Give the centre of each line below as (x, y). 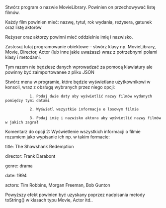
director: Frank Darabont (30, 156)
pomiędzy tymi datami (28, 101)
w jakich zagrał (22, 122)
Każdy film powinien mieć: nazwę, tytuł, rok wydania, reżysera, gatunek (79, 22)
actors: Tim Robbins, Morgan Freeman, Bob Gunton (58, 185)
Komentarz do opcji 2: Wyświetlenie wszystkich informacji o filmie (73, 132)
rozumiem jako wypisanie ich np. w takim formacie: (58, 137)
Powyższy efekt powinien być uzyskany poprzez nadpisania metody (75, 195)
